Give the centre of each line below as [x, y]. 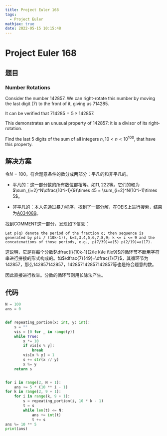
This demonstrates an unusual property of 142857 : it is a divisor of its [76, 123]
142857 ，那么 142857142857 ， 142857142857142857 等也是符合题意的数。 [81, 265]
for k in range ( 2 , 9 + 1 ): [33, 392]
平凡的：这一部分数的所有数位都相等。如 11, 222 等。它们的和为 [76, 185]
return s [23, 369]
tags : [11, 15]
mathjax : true [20, 24]
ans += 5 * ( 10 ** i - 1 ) [41, 387]
